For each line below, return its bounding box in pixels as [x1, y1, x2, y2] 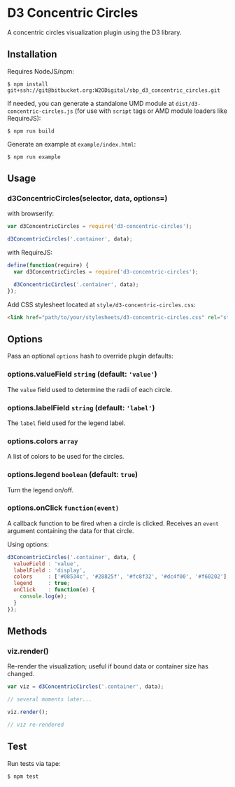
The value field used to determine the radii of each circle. [7, 385, 173, 393]
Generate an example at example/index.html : [7, 140, 136, 148]
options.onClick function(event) [7, 503, 120, 513]
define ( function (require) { [7, 262, 90, 269]
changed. [7, 670, 35, 678]
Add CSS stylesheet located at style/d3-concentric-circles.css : [7, 300, 196, 309]
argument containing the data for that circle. [7, 526, 134, 534]
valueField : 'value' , [13, 560, 80, 567]
